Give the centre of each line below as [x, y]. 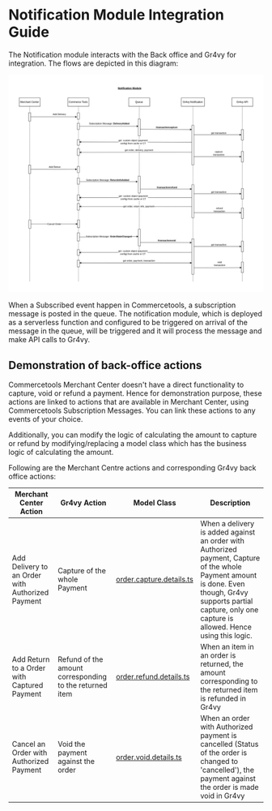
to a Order [29, 668]
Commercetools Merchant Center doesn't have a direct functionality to [126, 384]
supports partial [227, 601]
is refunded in [223, 698]
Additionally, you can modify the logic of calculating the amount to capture [133, 435]
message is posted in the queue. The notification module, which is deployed [136, 314]
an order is [218, 655]
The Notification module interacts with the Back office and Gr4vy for [123, 54]
